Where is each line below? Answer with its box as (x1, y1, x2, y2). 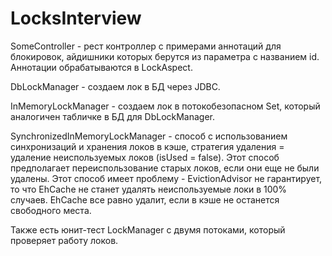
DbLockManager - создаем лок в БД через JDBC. (10, 80, 221, 92)
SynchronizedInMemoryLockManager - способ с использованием (10, 130, 288, 142)
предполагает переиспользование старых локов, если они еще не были (10, 162, 320, 174)
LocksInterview (10, 7, 142, 30)
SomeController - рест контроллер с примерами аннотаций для (10, 40, 282, 52)
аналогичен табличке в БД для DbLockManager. (10, 110, 216, 122)
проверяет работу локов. (10, 234, 119, 246)
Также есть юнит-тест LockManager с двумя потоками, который (10, 223, 286, 236)
